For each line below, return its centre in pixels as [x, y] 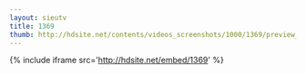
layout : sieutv [38, 18]
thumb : [22, 34]
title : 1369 [32, 26]
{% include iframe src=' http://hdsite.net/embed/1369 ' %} [117, 60]
